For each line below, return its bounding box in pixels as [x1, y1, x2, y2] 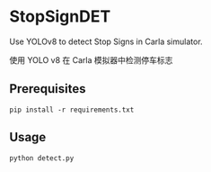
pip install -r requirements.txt [9, 105, 135, 114]
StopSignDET [9, 6, 111, 27]
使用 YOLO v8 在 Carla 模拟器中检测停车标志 [9, 54, 173, 65]
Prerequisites [9, 81, 86, 96]
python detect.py [9, 153, 75, 163]
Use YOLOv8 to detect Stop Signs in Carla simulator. [9, 36, 204, 47]
